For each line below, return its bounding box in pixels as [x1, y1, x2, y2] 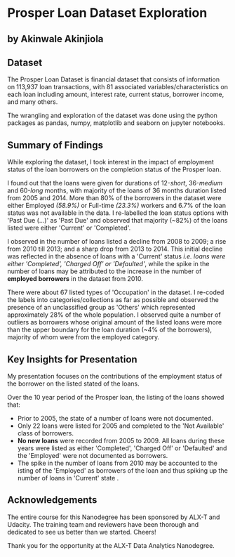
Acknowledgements [7, 494, 98, 506]
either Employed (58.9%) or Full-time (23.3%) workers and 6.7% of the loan [7, 202, 227, 210]
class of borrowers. [17, 429, 74, 438]
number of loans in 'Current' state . [17, 474, 119, 483]
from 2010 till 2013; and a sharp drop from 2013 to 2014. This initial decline [7, 244, 223, 254]
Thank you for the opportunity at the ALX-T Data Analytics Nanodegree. [7, 541, 215, 549]
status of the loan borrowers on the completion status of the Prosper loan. [7, 165, 222, 173]
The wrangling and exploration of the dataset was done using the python [7, 111, 217, 120]
